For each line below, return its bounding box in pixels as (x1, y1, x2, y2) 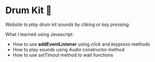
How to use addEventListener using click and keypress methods (12, 41, 150, 47)
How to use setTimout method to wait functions (12, 52, 113, 58)
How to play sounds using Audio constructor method (12, 46, 125, 52)
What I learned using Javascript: (5, 31, 74, 37)
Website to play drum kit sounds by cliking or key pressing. (5, 21, 130, 27)
